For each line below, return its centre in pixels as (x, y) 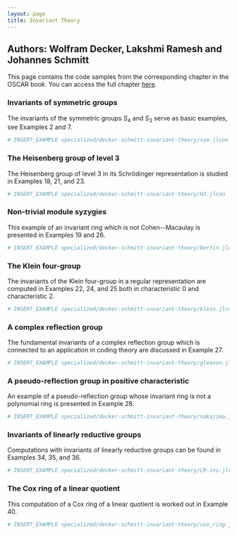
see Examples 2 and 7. (40, 127)
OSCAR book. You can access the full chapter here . (82, 85)
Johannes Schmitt (48, 60)
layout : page (26, 14)
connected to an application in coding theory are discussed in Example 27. (115, 350)
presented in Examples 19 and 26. (56, 235)
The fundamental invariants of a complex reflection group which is (104, 343)
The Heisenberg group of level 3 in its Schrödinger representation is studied (117, 173)
